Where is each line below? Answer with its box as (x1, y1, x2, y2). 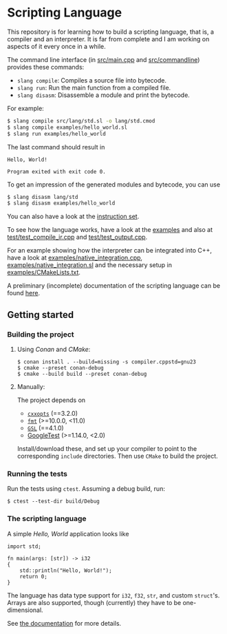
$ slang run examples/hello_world (7, 130, 107, 137)
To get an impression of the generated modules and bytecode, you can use (7, 180, 221, 189)
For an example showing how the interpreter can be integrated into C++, (7, 246, 212, 255)
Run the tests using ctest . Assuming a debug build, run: (7, 485, 165, 493)
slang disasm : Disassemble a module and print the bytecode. (17, 91, 191, 99)
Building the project (7, 329, 74, 339)
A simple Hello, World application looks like (7, 529, 129, 538)
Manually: (17, 383, 45, 390)
